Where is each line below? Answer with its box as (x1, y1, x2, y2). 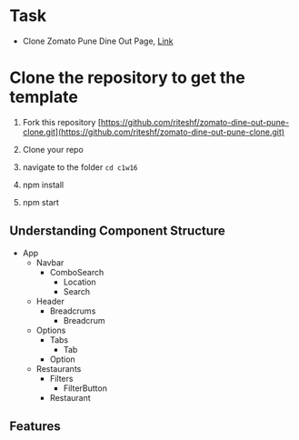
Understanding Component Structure (9, 224, 225, 239)
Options (35, 325, 66, 335)
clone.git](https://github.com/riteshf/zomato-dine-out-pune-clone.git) (22, 126, 284, 137)
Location (63, 276, 97, 287)
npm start (22, 196, 59, 207)
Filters (49, 373, 74, 384)
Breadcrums (49, 305, 96, 316)
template (9, 87, 79, 107)
